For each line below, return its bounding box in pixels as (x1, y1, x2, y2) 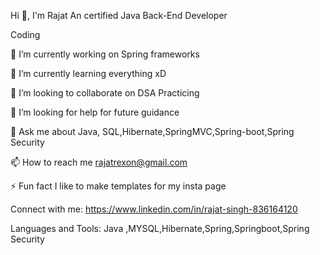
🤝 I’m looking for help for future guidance (10, 106, 180, 118)
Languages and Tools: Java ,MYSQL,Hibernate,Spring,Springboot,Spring (10, 223, 310, 234)
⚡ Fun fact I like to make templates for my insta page (10, 180, 227, 192)
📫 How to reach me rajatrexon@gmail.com (10, 156, 188, 168)
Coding (10, 29, 41, 40)
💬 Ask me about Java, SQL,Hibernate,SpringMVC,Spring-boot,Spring (10, 126, 295, 137)
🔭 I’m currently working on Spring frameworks (10, 48, 200, 60)
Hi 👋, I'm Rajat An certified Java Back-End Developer (10, 10, 228, 21)
